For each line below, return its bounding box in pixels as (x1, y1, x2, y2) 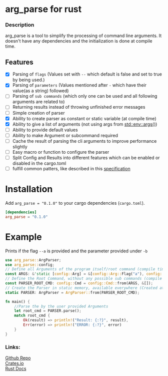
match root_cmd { (14, 313, 50, 318)
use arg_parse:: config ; (5, 262, 55, 267)
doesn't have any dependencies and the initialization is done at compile (5, 38, 152, 44)
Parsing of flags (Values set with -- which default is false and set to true (12, 71, 162, 77)
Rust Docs (5, 365, 26, 371)
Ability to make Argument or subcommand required (12, 132, 118, 138)
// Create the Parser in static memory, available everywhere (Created (5, 285, 157, 290)
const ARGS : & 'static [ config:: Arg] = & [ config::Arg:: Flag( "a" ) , (5, 271, 144, 276)
